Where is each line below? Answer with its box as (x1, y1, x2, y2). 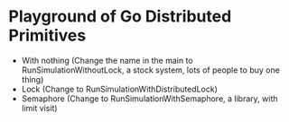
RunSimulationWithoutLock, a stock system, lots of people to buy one (21, 65, 281, 75)
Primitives (8, 25, 87, 46)
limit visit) (21, 102, 58, 113)
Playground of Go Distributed (8, 6, 232, 27)
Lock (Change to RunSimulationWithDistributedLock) (21, 83, 219, 94)
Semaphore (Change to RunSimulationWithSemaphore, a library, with (21, 92, 278, 104)
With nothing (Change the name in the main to (21, 55, 193, 65)
